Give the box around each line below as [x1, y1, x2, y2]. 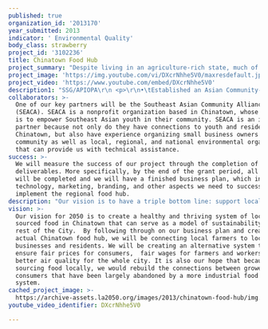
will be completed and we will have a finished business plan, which [15, 175, 251, 184]
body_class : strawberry [8, 42, 88, 50]
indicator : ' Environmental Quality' [8, 34, 134, 42]
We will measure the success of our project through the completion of [15, 161, 259, 168]
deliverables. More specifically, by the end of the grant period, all [15, 168, 259, 176]
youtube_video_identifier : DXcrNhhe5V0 [8, 301, 141, 309]
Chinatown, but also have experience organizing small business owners [15, 130, 259, 138]
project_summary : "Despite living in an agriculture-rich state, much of [8, 64, 259, 72]
